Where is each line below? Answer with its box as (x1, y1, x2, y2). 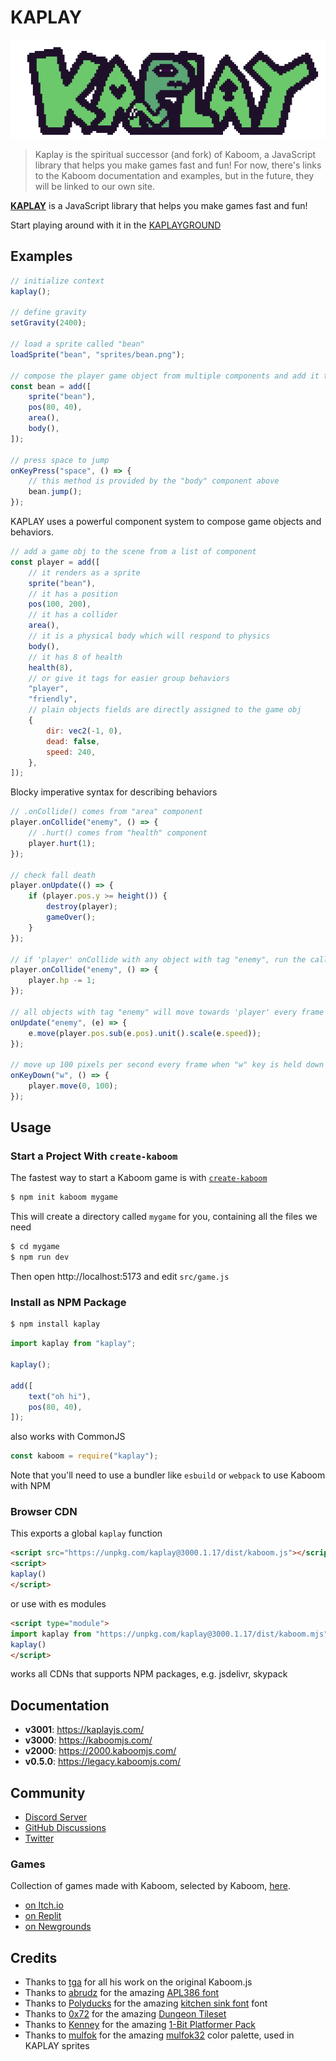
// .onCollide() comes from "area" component (10, 807, 203, 817)
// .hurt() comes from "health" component (28, 828, 208, 838)
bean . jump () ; (28, 487, 83, 497)
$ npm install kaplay (10, 1319, 101, 1330)
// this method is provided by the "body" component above (28, 476, 280, 486)
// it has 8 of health (28, 652, 123, 662)
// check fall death (10, 870, 97, 880)
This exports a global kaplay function (10, 1527, 163, 1540)
